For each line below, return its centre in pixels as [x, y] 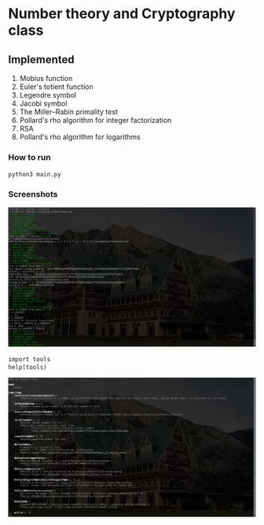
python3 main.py [35, 175]
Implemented [41, 59]
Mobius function [46, 78]
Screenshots [33, 194]
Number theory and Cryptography [122, 14]
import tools [29, 359]
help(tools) [27, 367]
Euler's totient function [56, 87]
